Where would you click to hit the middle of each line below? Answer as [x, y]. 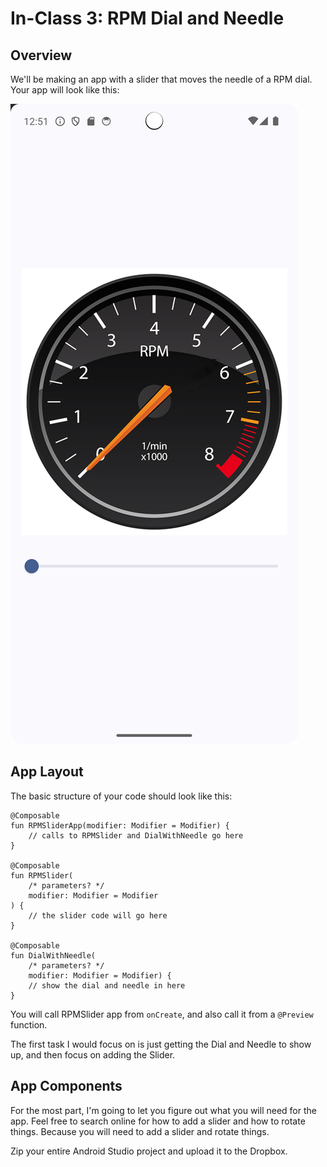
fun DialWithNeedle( [53, 955]
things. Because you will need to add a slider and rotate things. [140, 1131]
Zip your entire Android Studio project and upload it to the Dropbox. [149, 1151]
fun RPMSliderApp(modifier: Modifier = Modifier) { [120, 825]
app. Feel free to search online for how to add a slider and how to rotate [158, 1121]
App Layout [47, 772]
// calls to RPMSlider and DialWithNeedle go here [136, 835]
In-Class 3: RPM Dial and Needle [147, 18]
